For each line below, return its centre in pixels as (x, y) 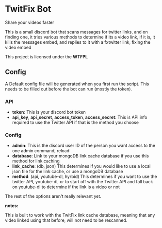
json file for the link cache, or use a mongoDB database (67, 172)
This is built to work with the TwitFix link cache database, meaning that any (80, 215)
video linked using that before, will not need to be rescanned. (66, 220)
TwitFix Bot (28, 9)
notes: (12, 206)
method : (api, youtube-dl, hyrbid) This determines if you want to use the (84, 176)
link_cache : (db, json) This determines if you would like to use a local (81, 166)
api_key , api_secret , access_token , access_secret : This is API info (80, 117)
